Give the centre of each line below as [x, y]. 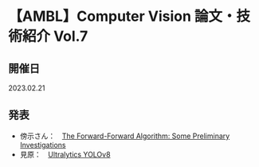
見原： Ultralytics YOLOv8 [65, 154]
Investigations [43, 145]
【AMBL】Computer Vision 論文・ [122, 16]
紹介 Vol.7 [55, 36]
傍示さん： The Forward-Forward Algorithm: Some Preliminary [125, 136]
